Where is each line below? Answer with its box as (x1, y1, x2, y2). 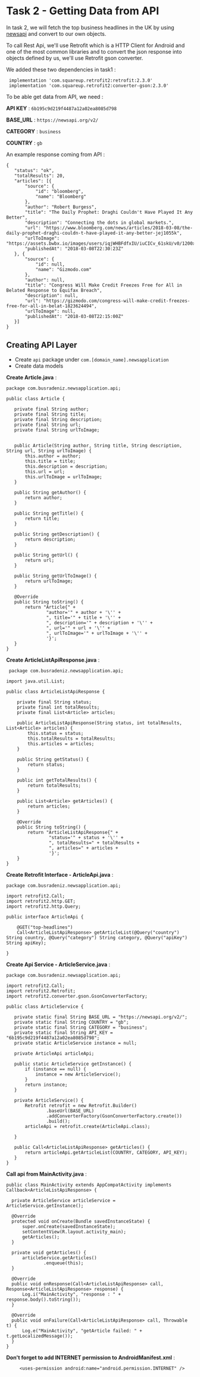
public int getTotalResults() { (17, 777, 97, 783)
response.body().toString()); (6, 1297, 82, 1303)
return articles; (27, 803, 70, 809)
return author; (24, 494, 62, 501)
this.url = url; (24, 469, 65, 475)
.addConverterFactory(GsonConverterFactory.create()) (46, 1113, 183, 1119)
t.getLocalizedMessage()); (6, 1333, 73, 1339)
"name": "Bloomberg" (35, 194, 86, 200)
